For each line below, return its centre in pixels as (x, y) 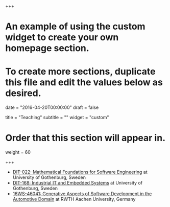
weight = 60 (18, 152)
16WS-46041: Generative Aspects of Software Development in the (82, 194)
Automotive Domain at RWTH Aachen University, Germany (74, 199)
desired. (23, 93)
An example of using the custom (75, 27)
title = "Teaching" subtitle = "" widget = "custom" (57, 118)
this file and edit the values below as (84, 83)
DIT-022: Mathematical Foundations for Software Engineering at (80, 172)
